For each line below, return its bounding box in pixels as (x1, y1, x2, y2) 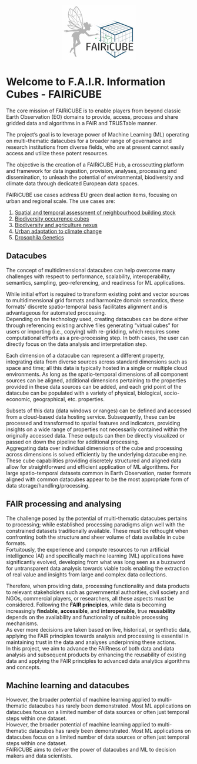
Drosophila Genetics (14, 233, 64, 241)
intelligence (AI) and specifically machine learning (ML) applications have (6, 552, 184, 559)
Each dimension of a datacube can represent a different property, (6, 352, 165, 359)
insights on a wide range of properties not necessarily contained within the (6, 426, 188, 433)
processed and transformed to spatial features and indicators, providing (6, 419, 181, 426)
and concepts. (6, 663, 41, 670)
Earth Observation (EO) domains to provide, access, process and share (6, 113, 178, 120)
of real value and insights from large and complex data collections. (6, 571, 168, 578)
